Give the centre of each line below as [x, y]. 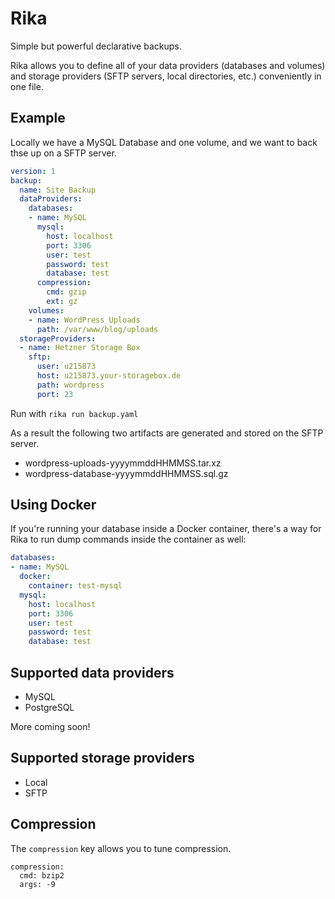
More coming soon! [50, 726]
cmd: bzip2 [42, 875]
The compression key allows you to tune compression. [121, 848]
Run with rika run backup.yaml [74, 413]
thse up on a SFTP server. [63, 153]
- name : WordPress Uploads [84, 320]
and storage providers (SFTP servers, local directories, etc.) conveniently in [166, 76]
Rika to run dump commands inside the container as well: [128, 539]
